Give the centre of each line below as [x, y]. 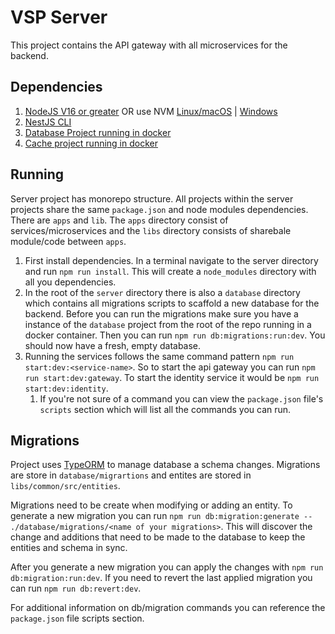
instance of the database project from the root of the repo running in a [168, 324]
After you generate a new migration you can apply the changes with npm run [167, 567]
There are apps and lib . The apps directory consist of [119, 220]
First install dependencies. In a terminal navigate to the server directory [171, 260]
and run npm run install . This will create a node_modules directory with [170, 271]
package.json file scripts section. [77, 618]
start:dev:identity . [66, 388]
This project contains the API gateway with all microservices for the [149, 45]
